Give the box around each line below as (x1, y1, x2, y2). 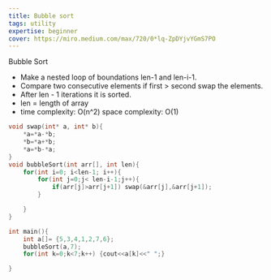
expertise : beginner (8, 27, 79, 35)
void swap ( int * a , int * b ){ (8, 123, 104, 131)
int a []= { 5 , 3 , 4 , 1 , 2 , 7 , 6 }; (23, 235, 114, 243)
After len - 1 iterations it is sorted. (19, 90, 131, 100)
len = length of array (19, 98, 89, 108)
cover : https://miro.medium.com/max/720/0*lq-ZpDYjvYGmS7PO (8, 34, 217, 43)
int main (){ (8, 227, 49, 235)
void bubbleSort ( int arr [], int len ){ (8, 160, 140, 169)
